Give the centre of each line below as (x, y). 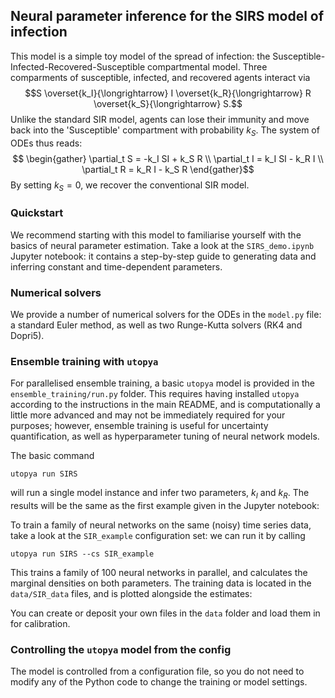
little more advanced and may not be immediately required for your (148, 415)
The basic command (52, 456)
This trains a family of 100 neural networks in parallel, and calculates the (159, 573)
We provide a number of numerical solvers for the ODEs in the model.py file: (166, 314)
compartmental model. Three (207, 66)
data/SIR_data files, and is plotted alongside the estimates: (131, 594)
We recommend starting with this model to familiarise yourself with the (156, 235)
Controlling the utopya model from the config (121, 650)
